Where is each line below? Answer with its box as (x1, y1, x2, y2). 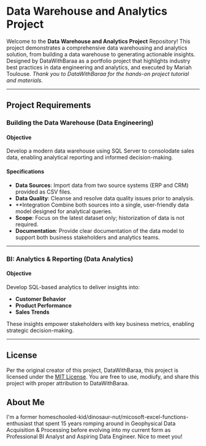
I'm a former (6, 414, 38, 421)
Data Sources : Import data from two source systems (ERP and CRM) (15, 181, 189, 189)
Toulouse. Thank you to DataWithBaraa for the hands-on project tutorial (6, 70, 189, 77)
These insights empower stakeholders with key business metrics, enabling (6, 320, 194, 327)
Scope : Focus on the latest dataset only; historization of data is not (15, 214, 185, 221)
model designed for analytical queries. (15, 207, 113, 215)
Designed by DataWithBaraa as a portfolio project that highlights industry (6, 57, 191, 64)
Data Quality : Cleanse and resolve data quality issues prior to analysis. (15, 194, 195, 202)
